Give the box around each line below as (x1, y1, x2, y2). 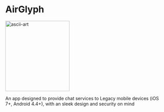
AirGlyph (5, 4, 45, 15)
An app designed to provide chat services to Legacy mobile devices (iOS (5, 95, 159, 101)
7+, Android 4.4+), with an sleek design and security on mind (5, 101, 135, 107)
